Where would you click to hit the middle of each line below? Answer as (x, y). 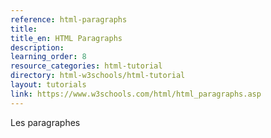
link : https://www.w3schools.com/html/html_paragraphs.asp (136, 94)
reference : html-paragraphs (69, 19)
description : (37, 47)
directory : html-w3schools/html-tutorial (98, 76)
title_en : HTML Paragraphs (66, 38)
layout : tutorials (48, 85)
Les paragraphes (45, 122)
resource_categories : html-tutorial (86, 66)
